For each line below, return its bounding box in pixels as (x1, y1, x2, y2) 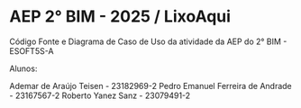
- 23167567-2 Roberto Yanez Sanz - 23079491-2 (9, 90, 191, 101)
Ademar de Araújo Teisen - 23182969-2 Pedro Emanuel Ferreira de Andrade (9, 80, 293, 91)
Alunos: (9, 63, 38, 74)
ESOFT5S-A (9, 45, 54, 56)
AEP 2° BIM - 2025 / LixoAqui (9, 6, 232, 27)
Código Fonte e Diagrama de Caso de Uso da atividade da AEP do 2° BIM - (9, 36, 287, 47)
